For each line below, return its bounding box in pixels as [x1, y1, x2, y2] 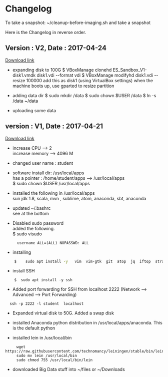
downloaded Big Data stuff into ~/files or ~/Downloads [12, 366, 125, 372]
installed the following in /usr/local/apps [12, 190, 95, 196]
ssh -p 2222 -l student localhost [9, 301, 84, 306]
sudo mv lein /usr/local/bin [16, 353, 77, 358]
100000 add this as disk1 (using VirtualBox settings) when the [26, 77, 153, 83]
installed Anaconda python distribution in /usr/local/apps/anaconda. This [12, 320, 162, 326]
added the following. [12, 225, 55, 231]
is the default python [12, 325, 55, 331]
